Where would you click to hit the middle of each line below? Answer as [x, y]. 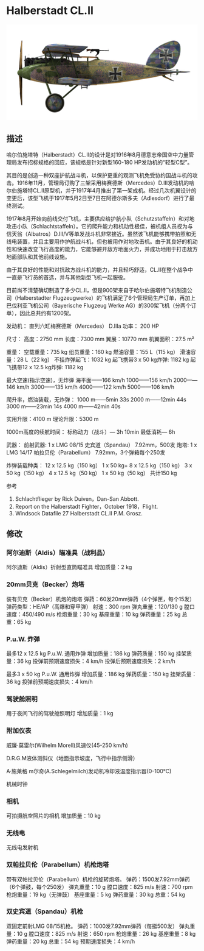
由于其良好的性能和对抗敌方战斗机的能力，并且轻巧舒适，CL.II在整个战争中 [100, 269]
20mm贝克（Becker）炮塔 [46, 584]
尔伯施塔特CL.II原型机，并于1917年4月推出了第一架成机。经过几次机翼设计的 [101, 190]
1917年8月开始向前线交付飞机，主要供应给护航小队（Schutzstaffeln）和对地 [100, 218]
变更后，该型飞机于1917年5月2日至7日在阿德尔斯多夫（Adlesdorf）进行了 [98, 198]
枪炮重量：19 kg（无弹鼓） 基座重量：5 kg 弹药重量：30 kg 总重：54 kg [96, 894]
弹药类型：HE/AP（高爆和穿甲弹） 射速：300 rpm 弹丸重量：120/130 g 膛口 [101, 606]
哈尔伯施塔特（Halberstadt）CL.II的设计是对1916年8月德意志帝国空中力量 [98, 154]
